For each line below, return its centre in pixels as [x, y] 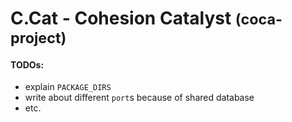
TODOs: [27, 64]
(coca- [258, 19]
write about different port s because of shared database [139, 98]
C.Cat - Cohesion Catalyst [121, 18]
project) [38, 38]
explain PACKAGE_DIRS [68, 87]
